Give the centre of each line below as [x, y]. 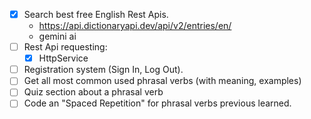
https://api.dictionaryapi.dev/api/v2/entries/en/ [135, 26]
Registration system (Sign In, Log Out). [103, 70]
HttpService [63, 58]
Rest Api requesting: [65, 47]
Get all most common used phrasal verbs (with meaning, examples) [162, 81]
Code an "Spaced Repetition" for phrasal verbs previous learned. [157, 103]
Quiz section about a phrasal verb [93, 92]
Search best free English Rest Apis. [96, 14]
